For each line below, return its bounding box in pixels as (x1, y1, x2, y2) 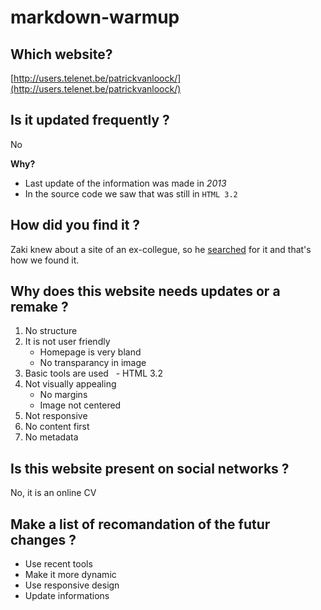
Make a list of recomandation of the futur (10, 516, 271, 533)
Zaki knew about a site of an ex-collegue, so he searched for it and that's (10, 243, 312, 255)
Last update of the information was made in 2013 (24, 177, 227, 189)
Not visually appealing (24, 378, 117, 390)
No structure (24, 325, 78, 337)
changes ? (10, 531, 77, 548)
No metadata (24, 431, 79, 443)
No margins (39, 389, 88, 401)
